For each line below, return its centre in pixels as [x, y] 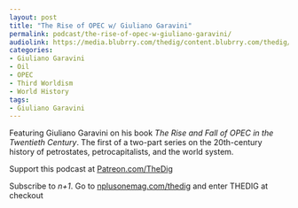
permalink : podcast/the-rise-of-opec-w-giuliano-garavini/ [121, 34]
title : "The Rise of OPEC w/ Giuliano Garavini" [101, 26]
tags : [19, 100]
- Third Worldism [41, 83]
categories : [31, 50]
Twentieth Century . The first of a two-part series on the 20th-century [136, 143]
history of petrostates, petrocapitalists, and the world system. [122, 152]
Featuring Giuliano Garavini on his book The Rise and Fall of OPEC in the [141, 133]
